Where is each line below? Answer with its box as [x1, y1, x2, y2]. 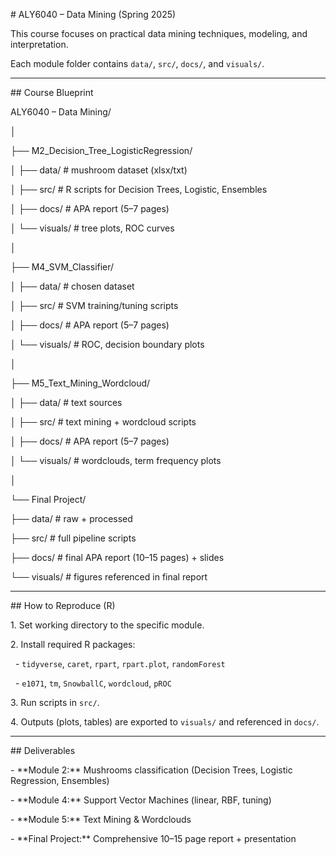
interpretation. [10, 39, 69, 50]
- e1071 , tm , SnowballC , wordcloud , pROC [14, 677, 172, 689]
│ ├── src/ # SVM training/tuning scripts [10, 300, 179, 311]
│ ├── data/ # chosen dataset [10, 280, 135, 292]
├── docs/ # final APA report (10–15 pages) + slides [10, 552, 225, 563]
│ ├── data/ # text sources [10, 397, 123, 408]
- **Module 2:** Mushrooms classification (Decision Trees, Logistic [10, 764, 293, 776]
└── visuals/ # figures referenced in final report [10, 571, 208, 583]
